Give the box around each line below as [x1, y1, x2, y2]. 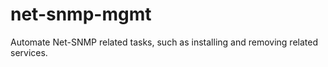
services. [10, 46, 48, 58]
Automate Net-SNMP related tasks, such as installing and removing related [10, 36, 318, 48]
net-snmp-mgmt [10, 3, 152, 26]
